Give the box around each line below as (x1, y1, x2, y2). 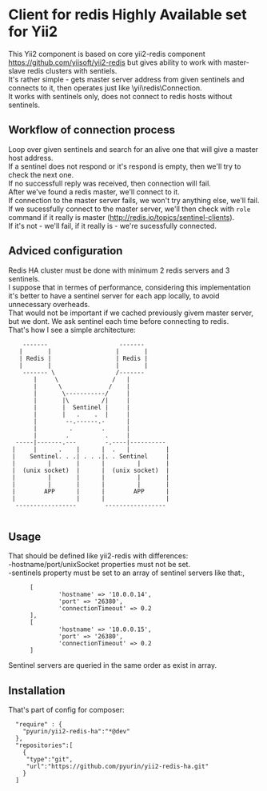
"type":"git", (26, 756, 74, 764)
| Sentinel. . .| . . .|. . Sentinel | (11, 452, 170, 461)
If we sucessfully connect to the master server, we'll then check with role (8, 204, 251, 214)
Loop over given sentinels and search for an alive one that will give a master (8, 144, 258, 154)
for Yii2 (8, 22, 58, 41)
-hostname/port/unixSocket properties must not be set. (8, 560, 190, 569)
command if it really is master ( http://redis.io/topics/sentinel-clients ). (8, 212, 235, 222)
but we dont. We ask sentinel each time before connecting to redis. (8, 316, 229, 326)
